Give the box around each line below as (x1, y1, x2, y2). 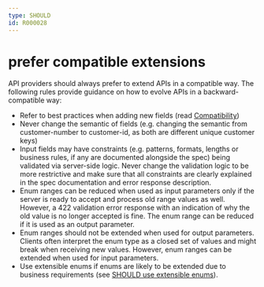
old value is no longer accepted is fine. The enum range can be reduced (19, 211, 255, 221)
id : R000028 (8, 19, 47, 27)
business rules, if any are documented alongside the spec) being (19, 153, 231, 162)
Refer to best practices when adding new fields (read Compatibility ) (19, 111, 240, 121)
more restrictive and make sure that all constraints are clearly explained (19, 170, 252, 179)
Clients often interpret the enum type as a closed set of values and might (19, 237, 257, 246)
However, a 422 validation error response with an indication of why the (19, 203, 251, 213)
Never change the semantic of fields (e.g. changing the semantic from (19, 119, 248, 129)
